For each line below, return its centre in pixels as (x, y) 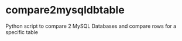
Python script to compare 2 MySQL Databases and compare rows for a (91, 26)
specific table (22, 32)
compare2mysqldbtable (65, 10)
